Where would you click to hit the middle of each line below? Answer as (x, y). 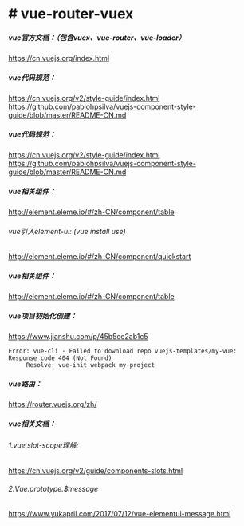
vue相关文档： (32, 424)
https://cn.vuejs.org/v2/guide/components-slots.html (96, 470)
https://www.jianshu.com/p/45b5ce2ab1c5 (78, 337)
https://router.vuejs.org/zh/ (53, 404)
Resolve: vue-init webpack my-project (91, 365)
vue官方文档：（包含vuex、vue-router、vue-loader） (97, 38)
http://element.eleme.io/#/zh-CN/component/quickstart (100, 257)
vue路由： (25, 384)
